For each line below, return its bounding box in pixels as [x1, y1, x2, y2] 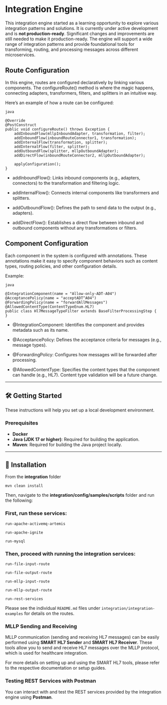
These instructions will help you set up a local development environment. [5, 407, 155, 413]
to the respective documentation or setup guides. [5, 665, 106, 671]
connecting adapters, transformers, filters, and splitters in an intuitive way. [5, 90, 158, 96]
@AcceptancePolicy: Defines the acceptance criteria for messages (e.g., [12, 336, 162, 342]
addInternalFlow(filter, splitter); [14, 144, 90, 149]
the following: [5, 497, 33, 504]
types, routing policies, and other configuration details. [5, 263, 118, 269]
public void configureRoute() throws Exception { [5, 127, 110, 132]
